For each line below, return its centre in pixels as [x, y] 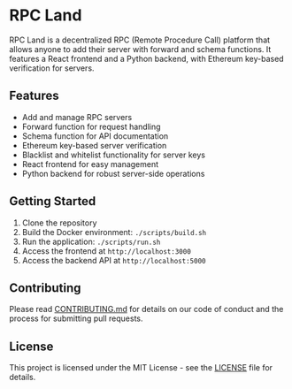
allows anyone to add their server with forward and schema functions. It [140, 49]
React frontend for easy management [90, 164]
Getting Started [53, 201]
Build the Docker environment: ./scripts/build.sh [114, 232]
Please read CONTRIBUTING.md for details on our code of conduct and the [146, 309]
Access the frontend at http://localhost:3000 [107, 251]
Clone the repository [59, 223]
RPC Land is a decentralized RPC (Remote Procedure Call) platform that [140, 40]
